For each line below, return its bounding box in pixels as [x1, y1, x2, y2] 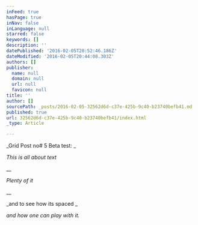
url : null [11, 82, 36, 88]
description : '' [6, 43, 47, 49]
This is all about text [6, 154, 57, 161]
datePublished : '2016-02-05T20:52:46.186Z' [6, 48, 117, 54]
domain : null [11, 76, 45, 82]
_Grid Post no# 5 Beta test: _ [6, 142, 76, 149]
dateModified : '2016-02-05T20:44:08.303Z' [6, 53, 114, 59]
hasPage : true [6, 14, 42, 20]
